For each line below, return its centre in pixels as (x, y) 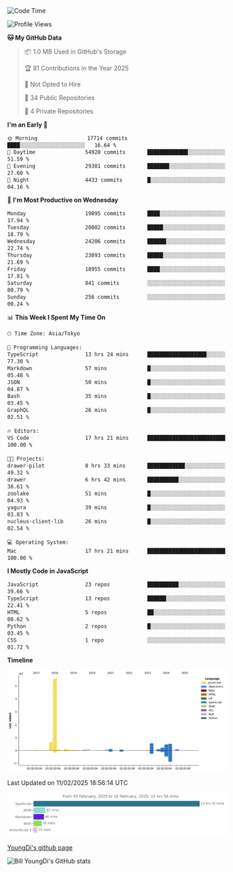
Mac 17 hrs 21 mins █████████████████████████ (116, 551)
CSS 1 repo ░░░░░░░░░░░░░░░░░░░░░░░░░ (116, 640)
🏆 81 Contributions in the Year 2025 (77, 68)
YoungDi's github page (40, 847)
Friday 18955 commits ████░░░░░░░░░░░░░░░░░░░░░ (116, 269)
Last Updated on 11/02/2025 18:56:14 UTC (68, 782)
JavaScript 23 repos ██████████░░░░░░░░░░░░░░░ (116, 585)
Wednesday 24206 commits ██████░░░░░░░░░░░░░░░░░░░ (116, 241)
